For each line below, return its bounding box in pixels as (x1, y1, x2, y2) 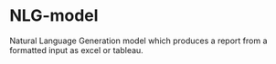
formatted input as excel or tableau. (9, 44, 143, 55)
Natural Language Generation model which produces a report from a (9, 35, 268, 46)
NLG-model (9, 5, 99, 26)
